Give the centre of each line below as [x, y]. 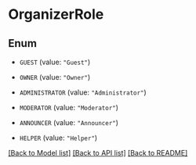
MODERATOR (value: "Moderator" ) [69, 108]
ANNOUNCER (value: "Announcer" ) [69, 122]
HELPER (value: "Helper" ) [58, 138]
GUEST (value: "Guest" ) [55, 62]
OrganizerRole [56, 14]
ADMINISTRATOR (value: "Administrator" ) [83, 92]
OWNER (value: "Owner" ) [55, 77]
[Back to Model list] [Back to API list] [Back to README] [98, 153]
